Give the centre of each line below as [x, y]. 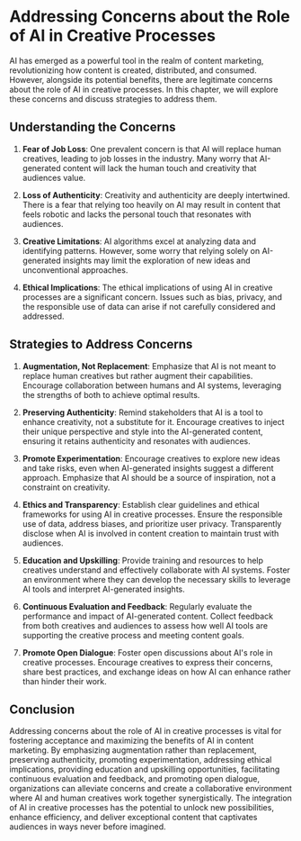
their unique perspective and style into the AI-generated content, [142, 431]
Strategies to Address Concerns [101, 344]
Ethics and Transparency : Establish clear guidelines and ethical [141, 504]
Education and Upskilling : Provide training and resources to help [142, 560]
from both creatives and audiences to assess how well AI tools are [145, 625]
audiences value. [54, 177]
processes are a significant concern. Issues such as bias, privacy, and [152, 297]
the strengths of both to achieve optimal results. [111, 394]
